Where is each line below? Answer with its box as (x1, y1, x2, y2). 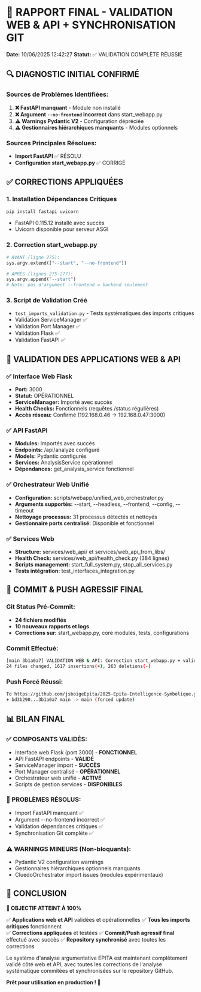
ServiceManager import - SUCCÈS (14, 762, 100, 769)
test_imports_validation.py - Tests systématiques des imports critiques (14, 310, 194, 317)
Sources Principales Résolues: (6, 139, 97, 147)
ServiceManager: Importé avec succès (14, 398, 112, 406)
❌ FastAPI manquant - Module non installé (14, 104, 121, 111)
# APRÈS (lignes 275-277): (6, 271, 74, 277)
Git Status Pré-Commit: (6, 603, 76, 611)
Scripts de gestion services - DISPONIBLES (14, 780, 123, 788)
